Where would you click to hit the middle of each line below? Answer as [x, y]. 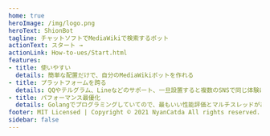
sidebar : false [34, 120]
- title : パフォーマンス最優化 [55, 98]
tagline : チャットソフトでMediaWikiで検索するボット [89, 38]
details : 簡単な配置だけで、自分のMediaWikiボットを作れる [105, 75]
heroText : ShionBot [41, 30]
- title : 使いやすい [39, 68]
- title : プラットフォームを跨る [57, 82]
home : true [27, 16]
